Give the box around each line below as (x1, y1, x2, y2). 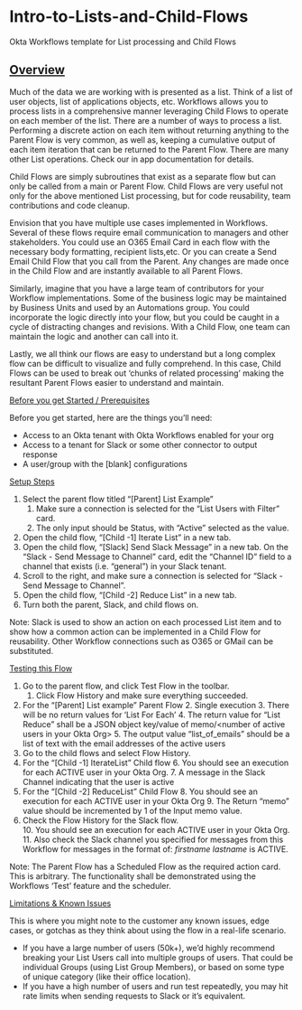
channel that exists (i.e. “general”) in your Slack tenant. (22, 560, 227, 571)
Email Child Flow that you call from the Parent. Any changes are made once (9, 256, 289, 267)
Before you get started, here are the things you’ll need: (9, 412, 213, 423)
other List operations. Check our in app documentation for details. (9, 154, 254, 164)
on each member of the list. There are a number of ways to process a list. (9, 115, 282, 126)
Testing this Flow (9, 662, 73, 674)
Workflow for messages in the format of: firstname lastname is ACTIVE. (22, 843, 288, 855)
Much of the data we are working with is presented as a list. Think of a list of (9, 86, 293, 97)
